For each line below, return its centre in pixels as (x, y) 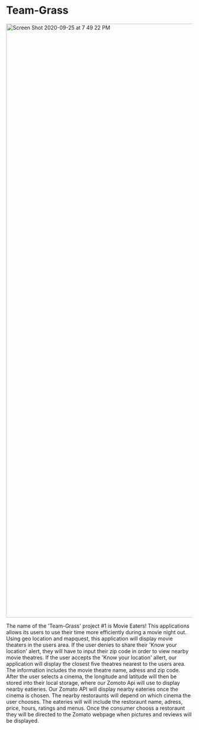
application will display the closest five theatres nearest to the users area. (96, 663)
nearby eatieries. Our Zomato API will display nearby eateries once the (92, 689)
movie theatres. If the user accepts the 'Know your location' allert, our (92, 657)
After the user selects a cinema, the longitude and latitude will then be (92, 676)
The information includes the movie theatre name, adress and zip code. (93, 670)
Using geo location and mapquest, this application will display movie (89, 638)
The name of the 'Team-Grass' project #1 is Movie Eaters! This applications (98, 626)
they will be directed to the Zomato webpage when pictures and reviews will (99, 714)
